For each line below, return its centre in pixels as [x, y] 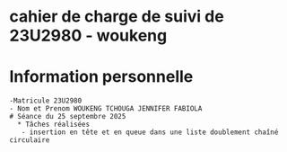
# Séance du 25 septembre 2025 [68, 117]
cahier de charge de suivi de [117, 17]
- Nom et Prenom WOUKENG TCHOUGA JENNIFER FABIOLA [106, 109]
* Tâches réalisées [54, 125]
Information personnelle [101, 77]
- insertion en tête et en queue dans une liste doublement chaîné [150, 132]
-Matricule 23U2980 [46, 101]
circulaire [30, 140]
